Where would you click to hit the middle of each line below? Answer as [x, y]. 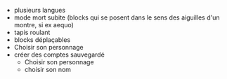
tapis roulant [32, 32]
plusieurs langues [39, 10]
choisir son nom [48, 70]
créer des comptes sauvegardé [59, 55]
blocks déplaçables [42, 40]
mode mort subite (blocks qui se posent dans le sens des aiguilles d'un [117, 17]
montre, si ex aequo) [44, 25]
